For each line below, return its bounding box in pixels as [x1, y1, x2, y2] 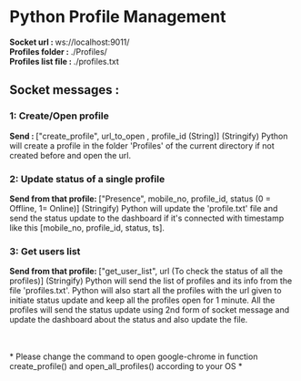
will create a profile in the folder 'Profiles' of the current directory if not [9, 139, 275, 151]
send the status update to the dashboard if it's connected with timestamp [9, 212, 285, 223]
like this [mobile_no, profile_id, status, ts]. [9, 221, 166, 233]
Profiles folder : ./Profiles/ [9, 46, 107, 57]
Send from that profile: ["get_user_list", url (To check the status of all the [9, 266, 284, 277]
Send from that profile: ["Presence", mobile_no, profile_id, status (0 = [9, 193, 271, 204]
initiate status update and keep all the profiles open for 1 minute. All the [9, 294, 276, 306]
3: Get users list [9, 244, 81, 257]
